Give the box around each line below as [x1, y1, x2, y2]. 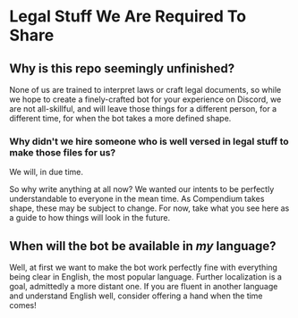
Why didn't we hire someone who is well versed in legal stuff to [9, 135, 289, 147]
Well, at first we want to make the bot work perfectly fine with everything [9, 262, 277, 273]
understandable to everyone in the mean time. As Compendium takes [9, 194, 265, 205]
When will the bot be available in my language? [9, 238, 277, 254]
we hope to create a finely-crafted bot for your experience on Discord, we [9, 94, 282, 105]
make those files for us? [9, 146, 116, 158]
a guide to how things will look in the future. [9, 213, 171, 223]
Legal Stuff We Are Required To [9, 6, 247, 27]
